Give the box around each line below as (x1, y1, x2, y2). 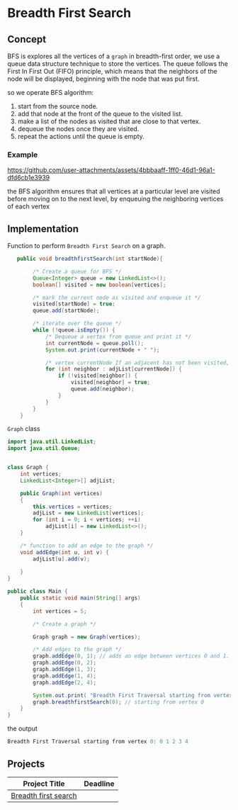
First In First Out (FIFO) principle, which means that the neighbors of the (7, 67, 217, 75)
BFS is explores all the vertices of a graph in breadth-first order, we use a (7, 52, 220, 60)
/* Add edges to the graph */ (33, 646, 122, 653)
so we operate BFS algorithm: (7, 89, 94, 96)
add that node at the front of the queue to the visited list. (17, 110, 183, 118)
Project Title (23, 778, 65, 788)
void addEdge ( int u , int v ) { (20, 549, 110, 556)
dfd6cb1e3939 (7, 174, 50, 182)
